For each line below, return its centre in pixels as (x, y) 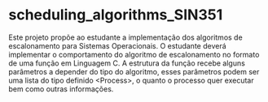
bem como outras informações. (61, 89)
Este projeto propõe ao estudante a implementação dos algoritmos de (125, 37)
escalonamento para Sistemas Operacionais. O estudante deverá (117, 45)
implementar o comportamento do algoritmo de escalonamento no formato (134, 54)
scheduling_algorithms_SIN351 (116, 15)
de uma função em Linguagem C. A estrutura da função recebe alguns (127, 63)
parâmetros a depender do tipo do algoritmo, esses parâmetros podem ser (134, 71)
